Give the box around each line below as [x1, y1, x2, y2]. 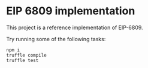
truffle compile [6, 52, 47, 58]
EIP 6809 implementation [6, 4, 135, 18]
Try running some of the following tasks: [6, 35, 106, 42]
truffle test [6, 57, 39, 63]
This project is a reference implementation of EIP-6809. [6, 24, 143, 31]
